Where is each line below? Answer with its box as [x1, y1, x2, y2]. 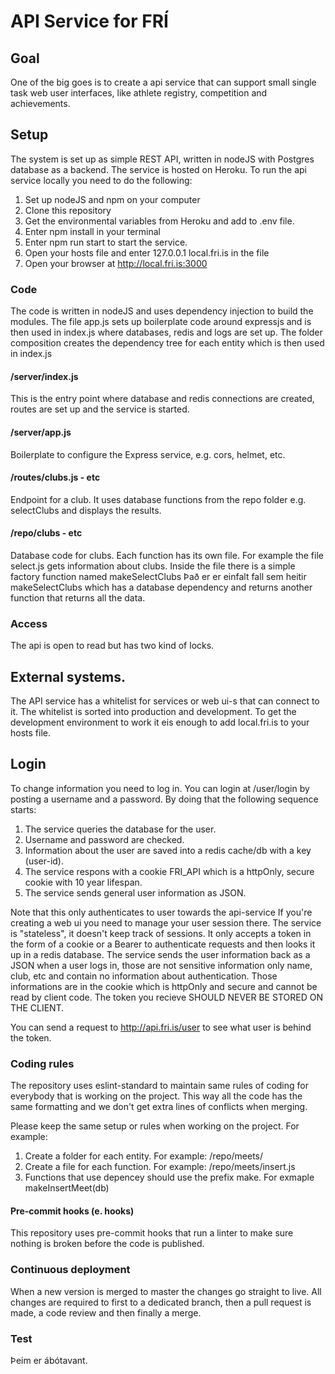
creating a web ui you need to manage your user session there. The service [10, 916, 322, 929]
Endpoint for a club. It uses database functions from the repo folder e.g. [10, 493, 307, 505]
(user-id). [24, 855, 64, 867]
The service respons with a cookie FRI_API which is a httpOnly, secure [24, 865, 315, 877]
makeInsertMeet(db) [24, 1182, 110, 1194]
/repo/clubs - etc [10, 527, 83, 539]
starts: [10, 803, 37, 815]
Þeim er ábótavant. [10, 1354, 88, 1366]
